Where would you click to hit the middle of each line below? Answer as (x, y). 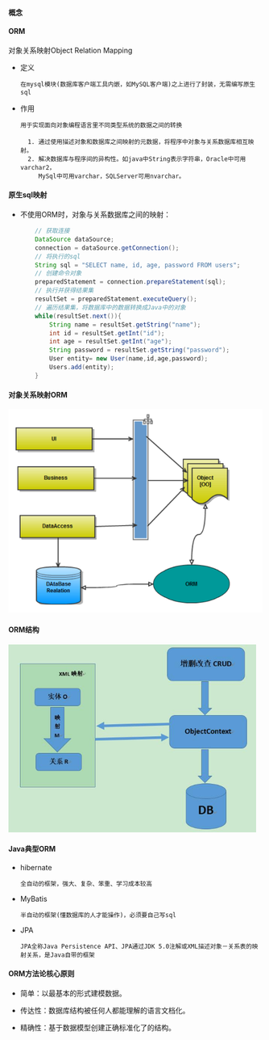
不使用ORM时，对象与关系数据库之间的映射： (95, 215)
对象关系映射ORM (38, 395)
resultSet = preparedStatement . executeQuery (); (116, 299)
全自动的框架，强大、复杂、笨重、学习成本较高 (86, 884)
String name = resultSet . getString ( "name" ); (125, 324)
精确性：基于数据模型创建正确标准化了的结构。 (97, 1027)
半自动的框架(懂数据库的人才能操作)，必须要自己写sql (98, 915)
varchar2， (37, 167)
